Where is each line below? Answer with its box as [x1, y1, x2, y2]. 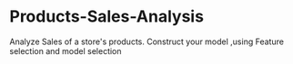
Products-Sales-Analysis [9, 6, 205, 27]
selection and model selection [9, 45, 122, 56]
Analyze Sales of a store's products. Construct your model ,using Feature [9, 36, 285, 47]
